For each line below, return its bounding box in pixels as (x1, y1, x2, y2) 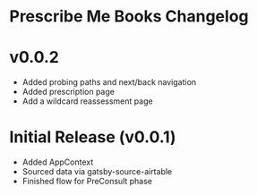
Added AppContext (21, 157, 94, 167)
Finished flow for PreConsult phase (21, 176, 153, 187)
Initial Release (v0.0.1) (9, 127, 176, 148)
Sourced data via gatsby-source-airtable (21, 166, 173, 177)
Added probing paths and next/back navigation (21, 77, 197, 88)
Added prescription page (21, 87, 115, 97)
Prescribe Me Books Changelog (9, 6, 249, 27)
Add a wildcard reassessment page (21, 96, 154, 106)
